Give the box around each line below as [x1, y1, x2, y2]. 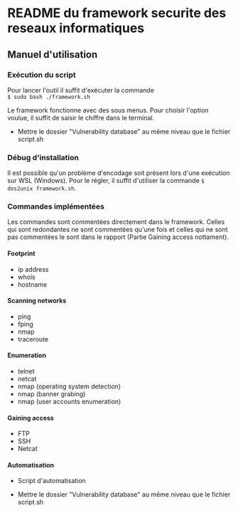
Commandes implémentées [7, 201, 104, 211]
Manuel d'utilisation [7, 48, 98, 60]
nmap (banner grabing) [17, 390, 86, 398]
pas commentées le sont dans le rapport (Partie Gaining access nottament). [7, 233, 229, 241]
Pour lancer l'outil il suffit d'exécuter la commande [7, 85, 155, 94]
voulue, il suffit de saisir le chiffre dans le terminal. [7, 113, 155, 122]
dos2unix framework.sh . [7, 184, 77, 193]
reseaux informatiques [7, 20, 145, 36]
